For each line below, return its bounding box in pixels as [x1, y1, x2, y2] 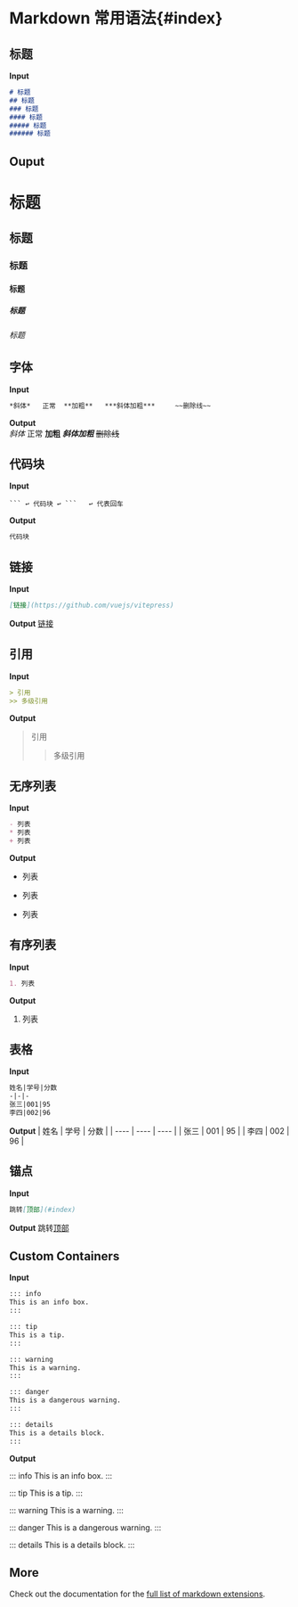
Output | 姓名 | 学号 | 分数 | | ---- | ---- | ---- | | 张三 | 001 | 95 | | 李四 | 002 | [9, 1125, 290, 1136]
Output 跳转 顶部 [9, 1222, 69, 1233]
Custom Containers [9, 1249, 120, 1264]
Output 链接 [9, 618, 54, 628]
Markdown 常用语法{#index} [9, 8, 223, 29]
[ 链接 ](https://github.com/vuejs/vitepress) [9, 601, 174, 611]
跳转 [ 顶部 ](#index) [9, 1205, 77, 1214]
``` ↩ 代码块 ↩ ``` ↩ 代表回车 [9, 500, 124, 509]
